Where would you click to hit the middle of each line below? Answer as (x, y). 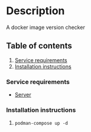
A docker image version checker (46, 27)
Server (23, 95)
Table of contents (39, 46)
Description (35, 11)
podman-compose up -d (41, 123)
